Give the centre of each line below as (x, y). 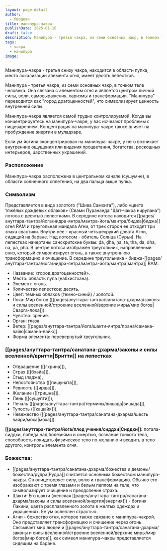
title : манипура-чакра (29, 24)
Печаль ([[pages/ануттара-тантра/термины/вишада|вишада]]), (79, 404)
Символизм (20, 194)
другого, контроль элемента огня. (42, 445)
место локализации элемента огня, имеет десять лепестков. (70, 76)
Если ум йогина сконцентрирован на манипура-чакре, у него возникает (82, 142)
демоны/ (141, 469)
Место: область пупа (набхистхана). (51, 278)
